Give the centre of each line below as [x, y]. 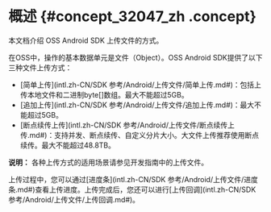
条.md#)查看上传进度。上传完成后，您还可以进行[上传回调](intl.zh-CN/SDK [132, 189]
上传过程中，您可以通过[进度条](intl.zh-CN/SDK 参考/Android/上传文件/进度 [133, 179]
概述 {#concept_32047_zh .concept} [132, 17]
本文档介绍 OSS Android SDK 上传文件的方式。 [86, 40]
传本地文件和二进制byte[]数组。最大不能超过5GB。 [104, 94]
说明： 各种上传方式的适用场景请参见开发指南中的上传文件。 [108, 162]
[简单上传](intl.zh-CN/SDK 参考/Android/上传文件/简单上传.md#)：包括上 [141, 85]
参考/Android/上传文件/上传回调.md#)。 [74, 199]
